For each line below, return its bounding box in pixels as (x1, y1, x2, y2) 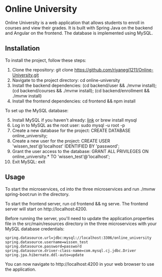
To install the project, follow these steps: (5, 57, 86, 63)
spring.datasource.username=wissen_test (5, 239, 89, 245)
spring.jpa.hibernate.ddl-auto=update (5, 252, 84, 257)
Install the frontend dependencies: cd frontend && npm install (12, 98, 136, 104)
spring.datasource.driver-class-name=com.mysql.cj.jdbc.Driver (5, 248, 137, 253)
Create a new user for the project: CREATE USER (12, 138, 110, 144)
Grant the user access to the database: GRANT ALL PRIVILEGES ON (12, 148, 149, 154)
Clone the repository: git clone (12, 67, 73, 73)
